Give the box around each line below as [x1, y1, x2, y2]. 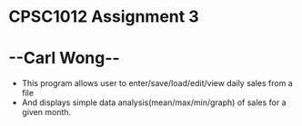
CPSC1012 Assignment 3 [8, 6, 199, 27]
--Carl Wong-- [8, 48, 120, 69]
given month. [21, 107, 72, 118]
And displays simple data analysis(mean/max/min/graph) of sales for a [21, 97, 287, 108]
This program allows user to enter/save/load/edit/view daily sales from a [21, 78, 293, 89]
